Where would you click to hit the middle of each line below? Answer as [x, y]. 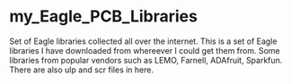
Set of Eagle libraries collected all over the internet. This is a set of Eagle [143, 41]
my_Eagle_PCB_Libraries [103, 17]
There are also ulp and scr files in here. [82, 70]
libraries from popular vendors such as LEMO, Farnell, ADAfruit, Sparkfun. [146, 60]
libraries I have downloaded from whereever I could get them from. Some [145, 50]
